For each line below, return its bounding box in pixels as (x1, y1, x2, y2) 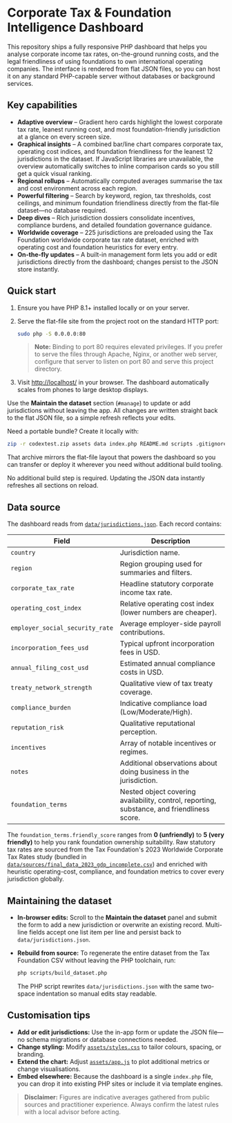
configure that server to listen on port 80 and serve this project (34, 357, 214, 366)
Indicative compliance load (119, 698, 207, 708)
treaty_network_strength (10, 684, 93, 692)
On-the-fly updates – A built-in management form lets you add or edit (17, 250, 217, 258)
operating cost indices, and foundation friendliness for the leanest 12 (17, 147, 213, 155)
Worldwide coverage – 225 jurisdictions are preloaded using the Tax (17, 228, 213, 236)
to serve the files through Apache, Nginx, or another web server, (34, 350, 218, 358)
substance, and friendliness (119, 804, 210, 814)
